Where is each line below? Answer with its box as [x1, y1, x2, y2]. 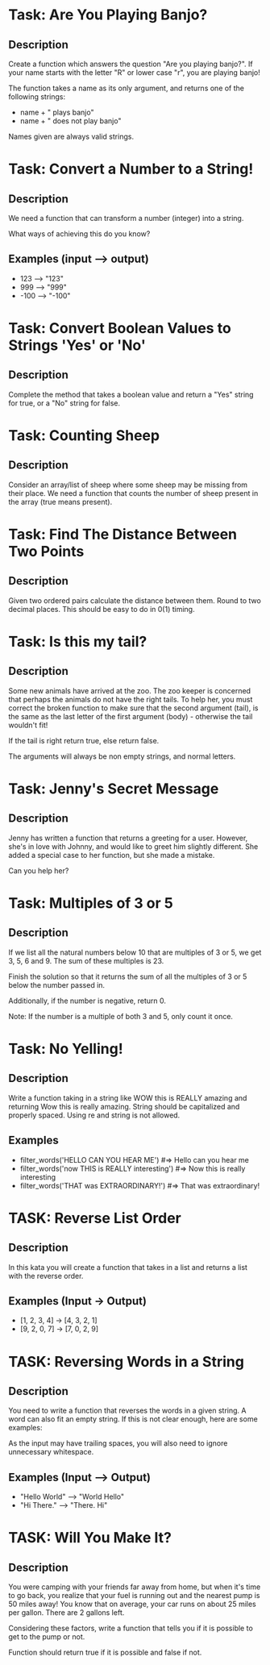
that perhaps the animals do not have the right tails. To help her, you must [8, 694, 253, 704]
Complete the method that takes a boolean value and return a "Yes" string [8, 389, 254, 399]
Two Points [8, 543, 85, 560]
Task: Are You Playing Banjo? [8, 6, 208, 24]
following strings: [8, 92, 66, 102]
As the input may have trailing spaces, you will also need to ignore [8, 1438, 228, 1448]
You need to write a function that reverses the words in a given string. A [8, 1405, 247, 1416]
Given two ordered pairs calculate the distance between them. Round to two [8, 595, 262, 606]
